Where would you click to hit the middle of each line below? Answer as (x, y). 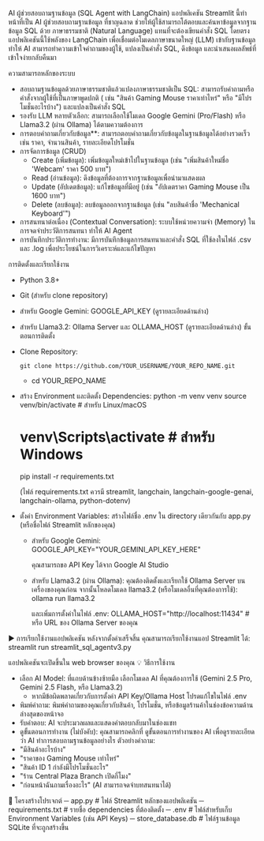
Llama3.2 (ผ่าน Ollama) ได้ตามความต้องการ (81, 124)
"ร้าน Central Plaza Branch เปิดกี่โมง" (75, 775)
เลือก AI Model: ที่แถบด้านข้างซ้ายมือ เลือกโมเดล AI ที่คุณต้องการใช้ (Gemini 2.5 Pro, (136, 678)
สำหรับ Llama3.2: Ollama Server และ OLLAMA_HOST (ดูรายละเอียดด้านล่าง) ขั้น (135, 327)
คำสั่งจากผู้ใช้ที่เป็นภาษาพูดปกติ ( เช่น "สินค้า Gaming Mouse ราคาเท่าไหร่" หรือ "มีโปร (136, 98)
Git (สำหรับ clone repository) (64, 295)
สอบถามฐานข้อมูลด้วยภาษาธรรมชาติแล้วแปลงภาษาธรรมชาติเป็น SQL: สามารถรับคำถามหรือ (137, 89)
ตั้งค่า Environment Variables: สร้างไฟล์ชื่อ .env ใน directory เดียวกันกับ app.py (135, 516)
